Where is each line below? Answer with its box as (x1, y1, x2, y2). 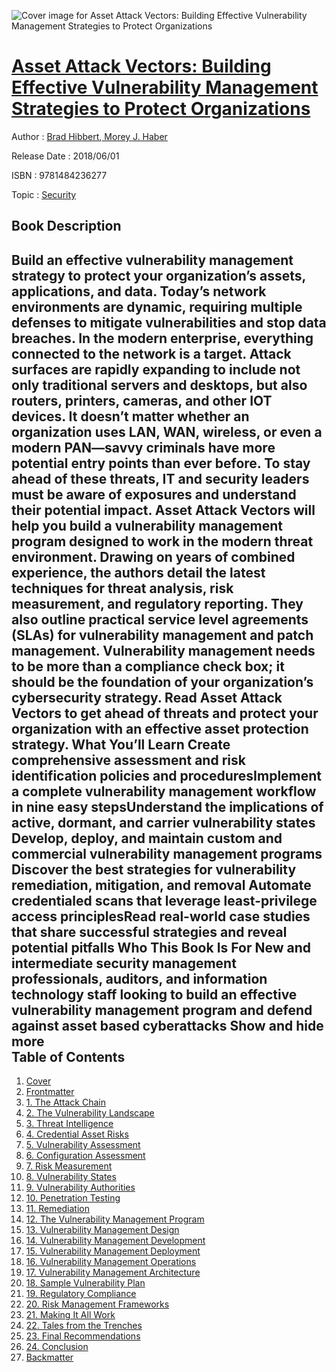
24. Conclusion (25, 1341, 89, 1353)
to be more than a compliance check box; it (11, 658, 285, 675)
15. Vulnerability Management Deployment (25, 1245, 201, 1257)
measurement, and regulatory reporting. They (11, 595, 304, 612)
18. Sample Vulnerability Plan (25, 1277, 146, 1289)
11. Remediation (25, 1203, 91, 1215)
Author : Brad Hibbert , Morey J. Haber (11, 130, 168, 142)
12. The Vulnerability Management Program (25, 1213, 205, 1225)
